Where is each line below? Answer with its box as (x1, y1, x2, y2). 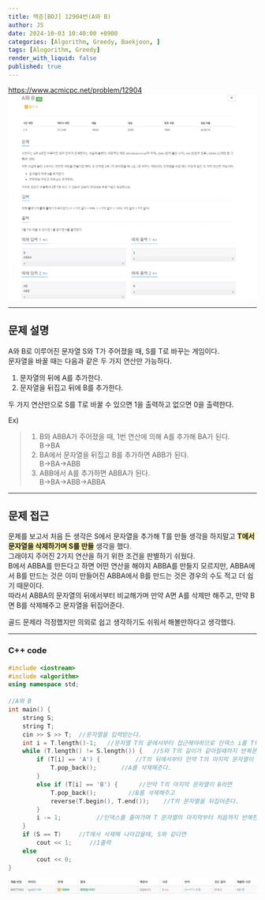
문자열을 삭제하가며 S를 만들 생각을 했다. (8, 542, 132, 551)
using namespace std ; (8, 681, 80, 688)
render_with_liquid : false (8, 54, 97, 62)
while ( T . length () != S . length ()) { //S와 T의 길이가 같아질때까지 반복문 (22, 747, 258, 756)
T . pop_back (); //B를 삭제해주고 (50, 789, 175, 797)
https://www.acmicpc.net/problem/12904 (8, 85, 143, 95)
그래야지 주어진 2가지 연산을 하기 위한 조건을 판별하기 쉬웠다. (8, 551, 196, 561)
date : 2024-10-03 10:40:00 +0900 (8, 29, 118, 37)
